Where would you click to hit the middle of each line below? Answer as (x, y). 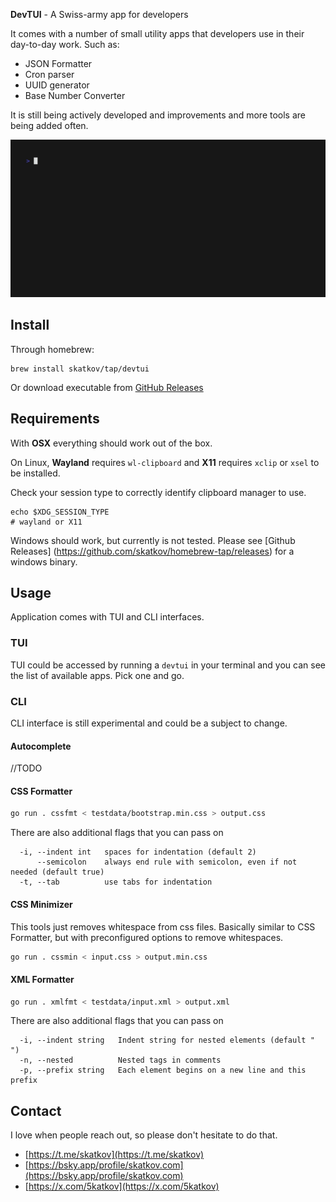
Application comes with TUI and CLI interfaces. (107, 617)
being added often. (49, 125)
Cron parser (49, 74)
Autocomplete (41, 746)
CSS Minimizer (41, 904)
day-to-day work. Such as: (65, 44)
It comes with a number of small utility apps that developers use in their (157, 33)
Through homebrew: (52, 349)
